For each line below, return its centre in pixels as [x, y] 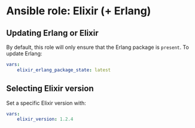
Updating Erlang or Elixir [52, 33]
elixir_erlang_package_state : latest [64, 70]
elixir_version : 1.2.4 [45, 119]
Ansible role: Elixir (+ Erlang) [79, 11]
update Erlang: [24, 54]
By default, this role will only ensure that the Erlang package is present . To [98, 47]
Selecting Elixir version [50, 88]
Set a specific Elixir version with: [46, 103]
